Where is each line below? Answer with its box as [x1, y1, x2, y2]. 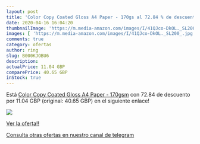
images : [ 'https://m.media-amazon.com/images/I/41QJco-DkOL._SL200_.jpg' [6, 31, 196, 37]
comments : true [6, 36, 44, 42]
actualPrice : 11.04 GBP [6, 63, 65, 70]
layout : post [6, 8, 39, 15]
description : [6, 58, 39, 64]
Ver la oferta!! [6, 120, 40, 127]
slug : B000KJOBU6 [6, 53, 49, 59]
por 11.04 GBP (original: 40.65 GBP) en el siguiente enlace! [6, 97, 150, 104]
